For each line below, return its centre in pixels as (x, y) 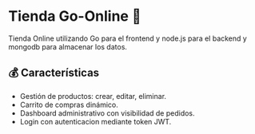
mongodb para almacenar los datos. (68, 46)
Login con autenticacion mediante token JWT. (96, 121)
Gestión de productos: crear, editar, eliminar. (93, 96)
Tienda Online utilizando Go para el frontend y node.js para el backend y (128, 38)
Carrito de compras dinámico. (69, 104)
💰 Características (54, 73)
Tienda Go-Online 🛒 (75, 16)
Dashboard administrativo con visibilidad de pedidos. (107, 113)
